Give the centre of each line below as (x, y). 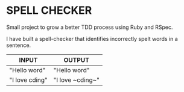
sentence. (19, 45)
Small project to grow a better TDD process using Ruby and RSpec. (90, 27)
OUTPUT (76, 60)
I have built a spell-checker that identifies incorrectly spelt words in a (92, 38)
